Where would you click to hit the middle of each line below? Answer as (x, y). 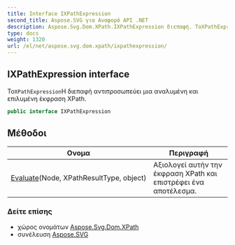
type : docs (23, 33)
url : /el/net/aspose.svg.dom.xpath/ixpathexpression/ (87, 46)
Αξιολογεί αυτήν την (188, 165)
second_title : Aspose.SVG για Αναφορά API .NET (78, 20)
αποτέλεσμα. (175, 191)
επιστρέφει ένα (179, 182)
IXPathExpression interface (69, 74)
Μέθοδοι (27, 133)
